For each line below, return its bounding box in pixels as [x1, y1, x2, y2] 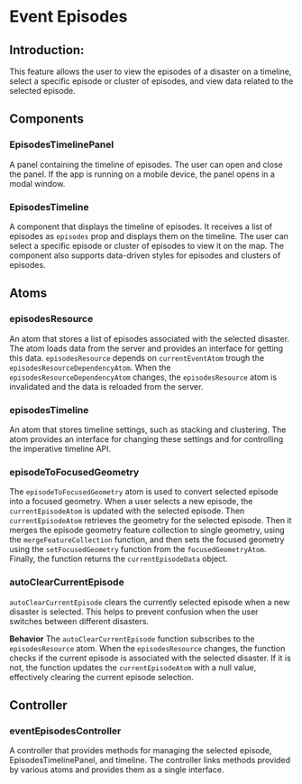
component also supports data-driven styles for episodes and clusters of [9, 250, 281, 261]
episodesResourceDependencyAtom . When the [9, 362, 171, 373]
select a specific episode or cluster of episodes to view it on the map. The [9, 240, 284, 251]
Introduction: [9, 42, 85, 58]
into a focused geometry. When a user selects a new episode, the [9, 496, 253, 507]
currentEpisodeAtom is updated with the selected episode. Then [9, 505, 245, 516]
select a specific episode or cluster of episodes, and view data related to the [9, 76, 294, 87]
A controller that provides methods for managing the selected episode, [9, 745, 272, 756]
